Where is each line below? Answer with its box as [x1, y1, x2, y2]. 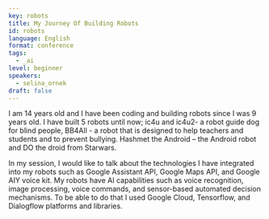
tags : [8, 49, 27, 57]
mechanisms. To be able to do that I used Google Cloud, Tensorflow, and [8, 192, 250, 202]
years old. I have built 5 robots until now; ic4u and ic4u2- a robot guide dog [8, 118, 260, 127]
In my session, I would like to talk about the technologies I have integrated [8, 159, 254, 168]
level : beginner [8, 64, 63, 72]
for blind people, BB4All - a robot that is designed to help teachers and [8, 126, 244, 135]
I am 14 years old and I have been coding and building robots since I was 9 [8, 109, 257, 118]
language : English [8, 34, 70, 43]
